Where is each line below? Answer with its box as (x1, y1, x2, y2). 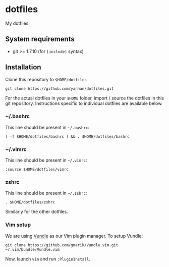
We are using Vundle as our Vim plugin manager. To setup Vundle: (5, 233, 143, 239)
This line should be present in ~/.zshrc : (5, 190, 87, 196)
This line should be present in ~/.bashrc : (5, 124, 90, 130)
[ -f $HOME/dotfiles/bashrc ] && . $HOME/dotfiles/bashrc (5, 134, 130, 139)
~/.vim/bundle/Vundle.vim (5, 247, 60, 252)
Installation (5, 63, 41, 72)
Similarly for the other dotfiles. (5, 208, 68, 215)
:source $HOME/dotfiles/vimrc (5, 167, 69, 172)
